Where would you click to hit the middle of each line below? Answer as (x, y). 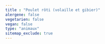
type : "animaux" (22, 29)
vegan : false (19, 24)
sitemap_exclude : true (29, 33)
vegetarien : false (24, 19)
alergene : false (22, 15)
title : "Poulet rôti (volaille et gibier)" (53, 10)
